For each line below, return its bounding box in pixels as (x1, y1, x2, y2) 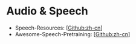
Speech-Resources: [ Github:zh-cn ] (15, 24, 103, 31)
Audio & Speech (6, 4, 89, 18)
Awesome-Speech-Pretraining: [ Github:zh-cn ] (15, 30, 131, 37)
